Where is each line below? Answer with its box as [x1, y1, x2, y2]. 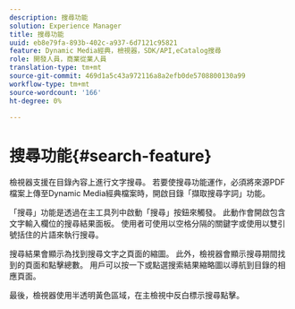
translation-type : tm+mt [9, 64, 102, 73]
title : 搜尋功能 [9, 30, 64, 39]
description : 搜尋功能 [9, 13, 88, 22]
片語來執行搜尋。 [39, 229, 104, 240]
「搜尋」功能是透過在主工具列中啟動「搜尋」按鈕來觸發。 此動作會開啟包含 [9, 207, 286, 218]
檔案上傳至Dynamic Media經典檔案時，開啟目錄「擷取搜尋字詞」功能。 [9, 188, 271, 199]
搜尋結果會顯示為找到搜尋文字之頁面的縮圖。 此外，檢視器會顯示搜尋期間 [9, 248, 278, 260]
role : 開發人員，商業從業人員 [9, 55, 107, 64]
